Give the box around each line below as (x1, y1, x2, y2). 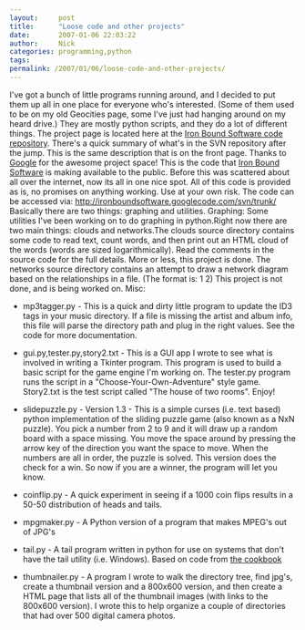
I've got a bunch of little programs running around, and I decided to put (9, 88, 276, 100)
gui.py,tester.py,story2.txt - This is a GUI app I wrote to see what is (22, 347, 273, 358)
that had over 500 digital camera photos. (22, 610, 176, 621)
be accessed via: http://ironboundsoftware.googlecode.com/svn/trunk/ (9, 195, 277, 206)
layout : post (9, 13, 76, 23)
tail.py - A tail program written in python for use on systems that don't (22, 543, 285, 554)
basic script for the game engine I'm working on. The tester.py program (22, 367, 291, 377)
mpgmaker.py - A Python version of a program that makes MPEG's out (22, 516, 287, 527)
